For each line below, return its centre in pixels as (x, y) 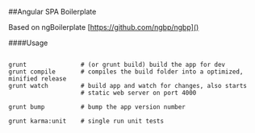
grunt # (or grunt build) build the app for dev (117, 64)
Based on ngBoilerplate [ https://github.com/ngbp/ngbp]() (104, 27)
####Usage (28, 43)
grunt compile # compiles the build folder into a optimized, (126, 72)
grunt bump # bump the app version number (97, 107)
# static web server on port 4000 (138, 93)
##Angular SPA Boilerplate (52, 12)
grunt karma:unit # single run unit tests (86, 121)
